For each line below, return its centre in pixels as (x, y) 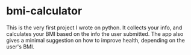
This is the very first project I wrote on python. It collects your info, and (94, 27)
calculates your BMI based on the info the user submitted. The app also (95, 33)
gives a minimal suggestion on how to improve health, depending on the (95, 40)
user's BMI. (20, 47)
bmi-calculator (44, 11)
